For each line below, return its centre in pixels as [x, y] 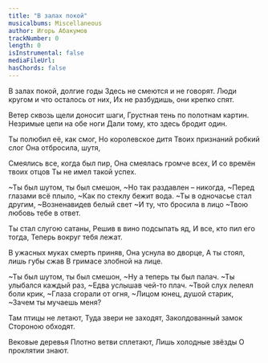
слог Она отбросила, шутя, [55, 147]
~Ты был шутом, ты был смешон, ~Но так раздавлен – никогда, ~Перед [132, 187]
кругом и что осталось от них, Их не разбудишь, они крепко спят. [121, 99]
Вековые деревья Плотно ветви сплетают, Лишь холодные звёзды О [126, 341]
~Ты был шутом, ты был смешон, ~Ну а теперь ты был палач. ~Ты [122, 276]
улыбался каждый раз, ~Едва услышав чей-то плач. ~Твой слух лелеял [131, 285]
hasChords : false [37, 68]
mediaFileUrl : [32, 61]
